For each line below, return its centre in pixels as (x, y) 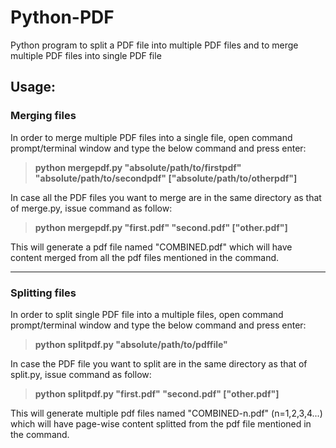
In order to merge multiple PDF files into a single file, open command (151, 137)
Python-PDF (62, 17)
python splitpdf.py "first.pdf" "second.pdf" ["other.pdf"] (157, 393)
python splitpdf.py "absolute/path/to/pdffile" (131, 344)
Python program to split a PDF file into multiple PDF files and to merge (154, 45)
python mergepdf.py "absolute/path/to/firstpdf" (138, 167)
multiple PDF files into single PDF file (86, 55)
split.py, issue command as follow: (81, 374)
